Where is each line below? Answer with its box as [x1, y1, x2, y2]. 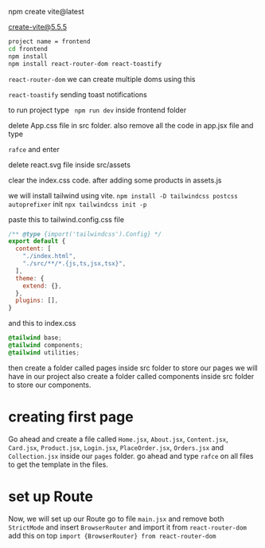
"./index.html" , [22, 252, 77, 260]
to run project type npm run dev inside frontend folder [8, 105, 187, 115]
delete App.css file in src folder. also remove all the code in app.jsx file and [8, 120, 254, 130]
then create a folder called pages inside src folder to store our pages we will [8, 362, 258, 373]
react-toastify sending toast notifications [8, 89, 147, 99]
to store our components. [8, 380, 92, 389]
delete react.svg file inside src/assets [8, 159, 131, 170]
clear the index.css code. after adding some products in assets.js [8, 175, 222, 185]
